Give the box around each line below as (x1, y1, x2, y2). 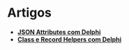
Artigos (7, 5, 52, 21)
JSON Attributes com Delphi (17, 28, 101, 36)
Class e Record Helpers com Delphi (17, 35, 122, 43)
